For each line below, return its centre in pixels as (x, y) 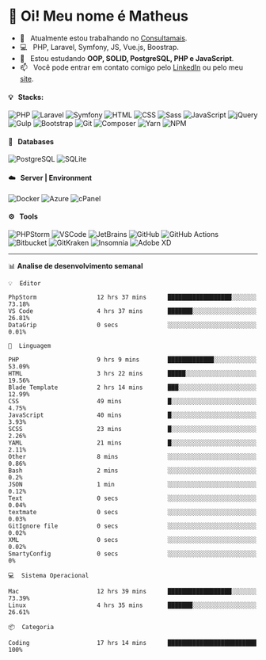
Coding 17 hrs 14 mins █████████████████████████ (133, 643)
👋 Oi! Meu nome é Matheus (98, 16)
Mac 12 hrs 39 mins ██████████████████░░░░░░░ (133, 591)
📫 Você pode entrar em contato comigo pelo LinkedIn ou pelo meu (131, 67)
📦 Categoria (31, 627)
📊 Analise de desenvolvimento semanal (76, 265)
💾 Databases (31, 141)
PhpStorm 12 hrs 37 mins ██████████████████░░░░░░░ (133, 297)
